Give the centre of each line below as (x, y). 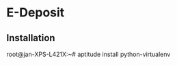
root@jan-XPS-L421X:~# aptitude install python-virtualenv (88, 54)
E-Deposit (36, 13)
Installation (31, 38)
